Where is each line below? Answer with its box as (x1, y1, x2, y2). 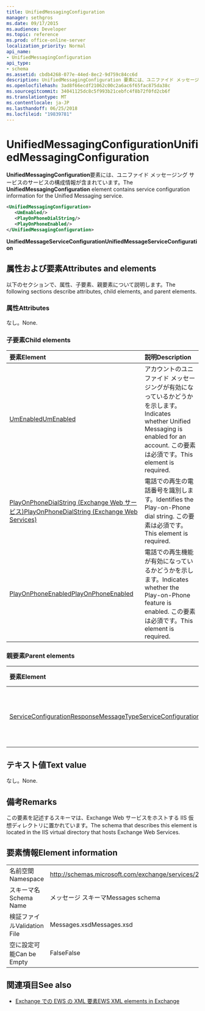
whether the (144, 583, 179, 592)
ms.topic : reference (6, 32, 59, 38)
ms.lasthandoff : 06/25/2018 (6, 105, 78, 112)
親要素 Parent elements (6, 652, 75, 660)
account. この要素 (144, 441, 196, 450)
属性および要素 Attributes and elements (6, 264, 157, 274)
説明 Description (144, 353, 192, 362)
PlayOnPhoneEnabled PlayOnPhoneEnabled (9, 589, 134, 598)
